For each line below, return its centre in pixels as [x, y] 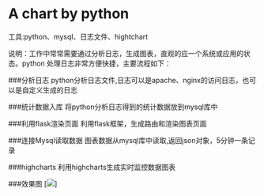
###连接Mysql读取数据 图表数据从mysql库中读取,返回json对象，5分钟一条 [128, 140]
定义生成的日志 [53, 90]
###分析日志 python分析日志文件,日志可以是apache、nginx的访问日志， [125, 80]
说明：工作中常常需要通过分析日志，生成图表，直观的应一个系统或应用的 [126, 53]
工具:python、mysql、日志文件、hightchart [78, 36]
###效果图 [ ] [33, 183]
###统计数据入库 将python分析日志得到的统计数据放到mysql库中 [113, 107]
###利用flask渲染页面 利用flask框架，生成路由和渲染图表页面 [107, 123]
